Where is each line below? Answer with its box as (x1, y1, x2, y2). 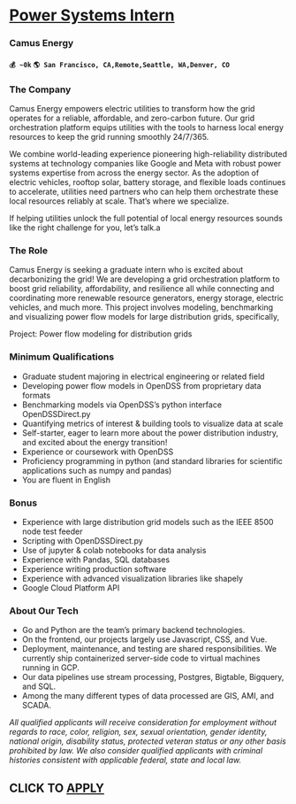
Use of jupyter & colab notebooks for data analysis (21, 545, 207, 555)
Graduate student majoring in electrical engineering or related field (21, 371, 265, 382)
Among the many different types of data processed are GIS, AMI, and (21, 691, 275, 701)
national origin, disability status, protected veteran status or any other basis (9, 736, 287, 746)
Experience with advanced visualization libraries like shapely (21, 573, 244, 584)
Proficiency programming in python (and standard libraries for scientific (21, 455, 283, 466)
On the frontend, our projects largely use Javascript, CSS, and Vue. (21, 634, 268, 645)
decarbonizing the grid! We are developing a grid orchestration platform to (9, 274, 280, 284)
